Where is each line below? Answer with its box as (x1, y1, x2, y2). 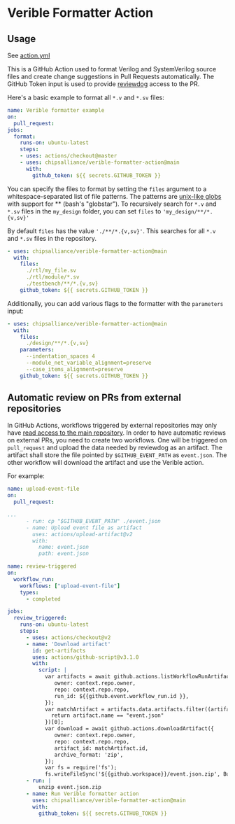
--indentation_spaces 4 (25, 353, 96, 360)
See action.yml (7, 51, 50, 60)
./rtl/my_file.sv (25, 267, 77, 274)
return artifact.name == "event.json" (51, 712, 164, 719)
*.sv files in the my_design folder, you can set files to (7, 207, 162, 215)
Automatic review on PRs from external (7, 392, 182, 404)
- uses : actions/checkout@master (20, 153, 117, 160)
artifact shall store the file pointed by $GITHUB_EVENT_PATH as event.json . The (7, 451, 227, 459)
